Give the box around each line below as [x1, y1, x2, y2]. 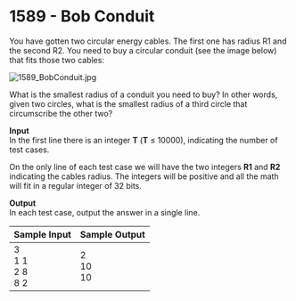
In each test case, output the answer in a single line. [9, 207, 201, 217]
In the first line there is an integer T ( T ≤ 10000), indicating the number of [9, 134, 278, 145]
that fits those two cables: [9, 54, 105, 65]
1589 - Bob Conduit [9, 6, 155, 27]
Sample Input [13, 228, 71, 240]
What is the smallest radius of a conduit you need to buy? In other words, [9, 89, 278, 100]
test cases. [9, 144, 50, 155]
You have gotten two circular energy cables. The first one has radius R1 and [9, 36, 287, 46]
